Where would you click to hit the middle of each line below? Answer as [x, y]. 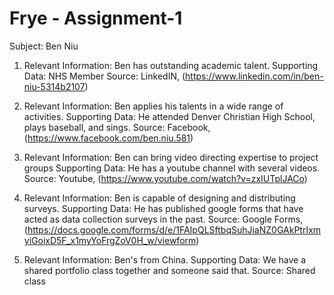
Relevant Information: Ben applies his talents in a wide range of [153, 106]
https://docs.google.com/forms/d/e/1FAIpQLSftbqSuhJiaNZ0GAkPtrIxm [174, 229]
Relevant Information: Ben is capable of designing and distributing [159, 198]
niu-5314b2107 [54, 86]
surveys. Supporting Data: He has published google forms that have [163, 208]
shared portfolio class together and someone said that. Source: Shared [169, 270]
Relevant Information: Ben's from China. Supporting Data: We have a [165, 259]
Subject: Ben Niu [44, 46]
